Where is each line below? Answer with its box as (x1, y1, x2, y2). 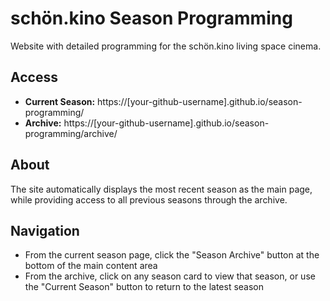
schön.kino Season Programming (10, 7, 293, 30)
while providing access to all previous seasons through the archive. (10, 193, 288, 206)
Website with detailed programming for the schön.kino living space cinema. (10, 40, 322, 52)
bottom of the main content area (24, 260, 158, 272)
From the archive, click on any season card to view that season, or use (24, 270, 316, 282)
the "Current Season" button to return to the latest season (24, 281, 265, 293)
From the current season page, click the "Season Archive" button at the (24, 249, 320, 261)
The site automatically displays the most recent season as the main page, (10, 183, 313, 195)
